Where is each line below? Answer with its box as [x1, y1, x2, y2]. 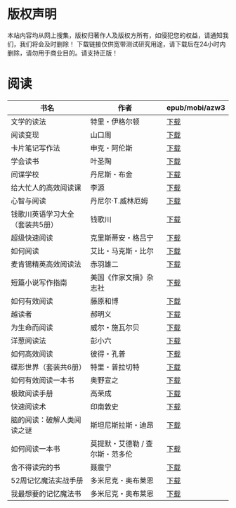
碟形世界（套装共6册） [11, 362, 86, 372]
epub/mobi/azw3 [166, 103, 225, 113]
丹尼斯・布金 [90, 170, 133, 179]
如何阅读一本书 [11, 444, 61, 454]
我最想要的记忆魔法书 [11, 488, 82, 498]
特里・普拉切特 [90, 362, 140, 372]
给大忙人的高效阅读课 [11, 182, 82, 192]
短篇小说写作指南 [11, 277, 68, 287]
